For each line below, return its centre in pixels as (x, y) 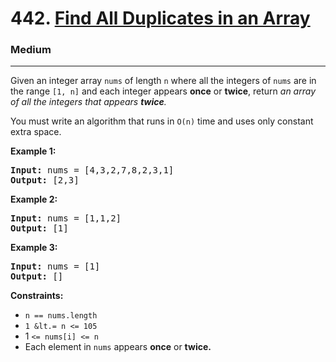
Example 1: (33, 151)
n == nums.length (61, 316)
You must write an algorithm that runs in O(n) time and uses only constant (162, 121)
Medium (31, 50)
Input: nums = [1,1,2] (66, 218)
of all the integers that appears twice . (88, 102)
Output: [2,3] (45, 180)
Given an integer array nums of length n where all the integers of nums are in (163, 81)
